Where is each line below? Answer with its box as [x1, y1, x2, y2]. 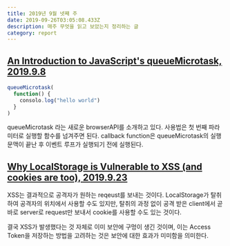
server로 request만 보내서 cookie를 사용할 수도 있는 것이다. [19, 208, 182, 216]
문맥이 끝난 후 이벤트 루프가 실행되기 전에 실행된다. [7, 140, 144, 149]
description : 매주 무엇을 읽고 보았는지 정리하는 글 [7, 23, 139, 30]
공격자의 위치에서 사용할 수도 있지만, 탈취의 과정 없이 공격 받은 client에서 [19, 200, 216, 208]
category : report [7, 29, 57, 37]
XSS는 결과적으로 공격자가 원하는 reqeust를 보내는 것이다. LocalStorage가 [7, 191, 209, 199]
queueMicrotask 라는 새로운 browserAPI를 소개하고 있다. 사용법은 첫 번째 [7, 123, 207, 131]
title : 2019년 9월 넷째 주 [7, 10, 78, 17]
